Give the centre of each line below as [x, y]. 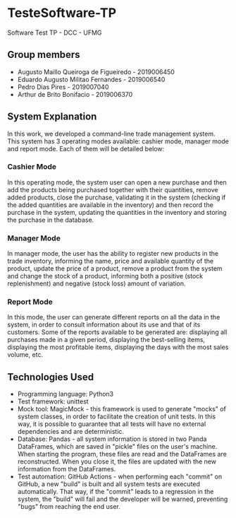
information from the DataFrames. [67, 469]
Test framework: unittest [53, 401]
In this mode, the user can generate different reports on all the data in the [114, 317]
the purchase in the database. [51, 220]
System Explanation [52, 117]
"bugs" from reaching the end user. [69, 507]
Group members [44, 55]
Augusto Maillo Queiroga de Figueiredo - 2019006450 [96, 71]
